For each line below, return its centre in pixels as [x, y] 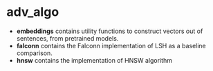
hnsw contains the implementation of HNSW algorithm [94, 60]
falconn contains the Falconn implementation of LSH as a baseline [111, 45]
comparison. [34, 53]
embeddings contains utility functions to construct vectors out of [110, 31]
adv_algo [33, 12]
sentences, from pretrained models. [67, 38]
